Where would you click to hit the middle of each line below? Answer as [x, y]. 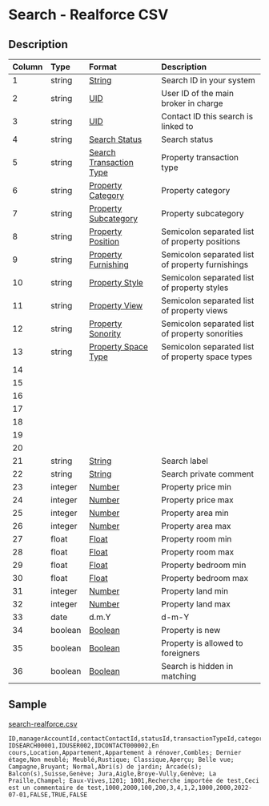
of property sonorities [202, 334]
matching [179, 676]
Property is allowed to [202, 643]
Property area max [196, 526]
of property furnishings [205, 264]
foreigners [181, 653]
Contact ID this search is [207, 116]
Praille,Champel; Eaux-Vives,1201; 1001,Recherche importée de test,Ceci [134, 780]
